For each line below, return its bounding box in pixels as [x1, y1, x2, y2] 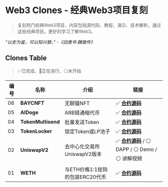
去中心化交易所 [64, 143, 100, 150]
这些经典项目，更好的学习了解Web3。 [17, 28, 96, 34]
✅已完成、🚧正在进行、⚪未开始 [17, 68, 81, 74]
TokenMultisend [20, 118, 60, 125]
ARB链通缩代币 [64, 109, 100, 116]
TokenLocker [20, 127, 52, 134]
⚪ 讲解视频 [115, 155, 142, 162]
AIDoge [20, 109, 38, 116]
